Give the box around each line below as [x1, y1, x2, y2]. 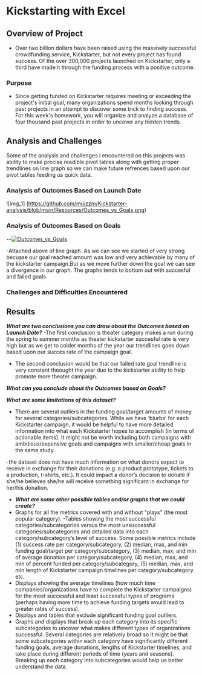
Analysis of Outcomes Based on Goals [6, 222, 121, 230]
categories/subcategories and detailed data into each [15, 528, 149, 535]
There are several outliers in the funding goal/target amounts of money [15, 408, 192, 415]
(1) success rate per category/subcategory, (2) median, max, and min [15, 541, 188, 548]
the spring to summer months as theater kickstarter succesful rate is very [6, 335, 189, 343]
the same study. [15, 447, 56, 454]
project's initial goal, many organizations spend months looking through [15, 99, 194, 107]
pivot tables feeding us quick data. [6, 171, 93, 179]
